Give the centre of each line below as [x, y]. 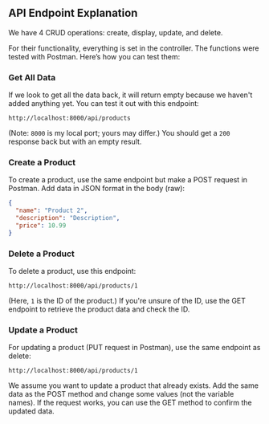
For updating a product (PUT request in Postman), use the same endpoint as [134, 348]
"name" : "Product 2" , [52, 211]
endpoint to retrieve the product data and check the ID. [99, 309]
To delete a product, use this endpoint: [72, 271]
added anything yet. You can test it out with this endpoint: [104, 104]
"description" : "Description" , [68, 218]
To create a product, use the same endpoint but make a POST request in [128, 180]
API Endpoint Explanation [73, 13]
